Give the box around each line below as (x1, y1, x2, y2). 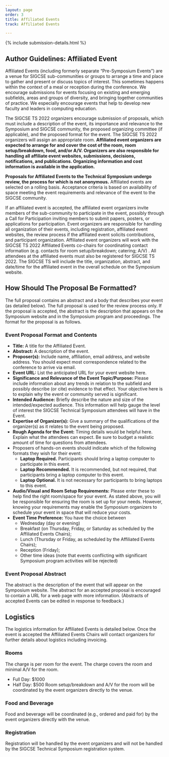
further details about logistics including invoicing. (5, 637, 107, 643)
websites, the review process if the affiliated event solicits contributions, (5, 232, 155, 238)
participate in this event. (20, 461, 71, 467)
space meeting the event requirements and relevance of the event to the (5, 190, 155, 196)
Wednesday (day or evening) (20, 520, 81, 526)
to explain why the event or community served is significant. (12, 391, 138, 397)
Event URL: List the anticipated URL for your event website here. (12, 370, 147, 376)
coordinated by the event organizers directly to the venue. (12, 687, 134, 693)
